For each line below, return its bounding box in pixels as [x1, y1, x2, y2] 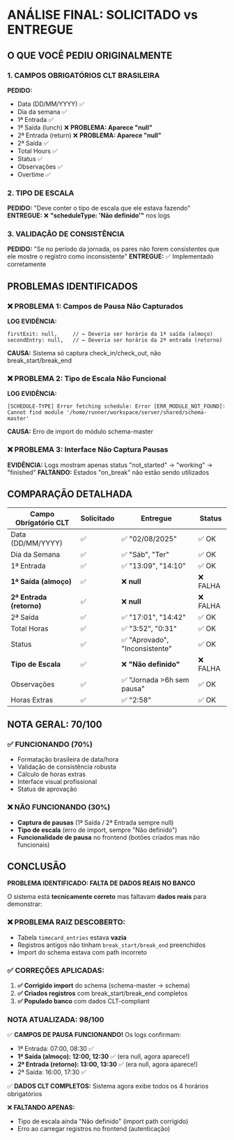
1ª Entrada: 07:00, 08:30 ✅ [17, 1045, 94, 1053]
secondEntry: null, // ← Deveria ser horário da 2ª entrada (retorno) [7, 337, 223, 344]
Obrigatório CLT [15, 518, 70, 527]
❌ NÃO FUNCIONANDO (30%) [7, 802, 111, 812]
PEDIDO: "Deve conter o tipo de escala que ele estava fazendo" [7, 204, 191, 213]
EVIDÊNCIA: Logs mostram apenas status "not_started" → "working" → [7, 461, 213, 469]
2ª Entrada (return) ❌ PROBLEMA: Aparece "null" [17, 131, 162, 139]
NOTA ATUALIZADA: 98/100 [7, 1015, 104, 1024]
